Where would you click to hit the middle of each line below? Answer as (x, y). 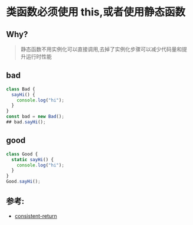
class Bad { (21, 89)
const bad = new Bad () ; (35, 117)
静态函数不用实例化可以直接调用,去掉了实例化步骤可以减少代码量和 (101, 49)
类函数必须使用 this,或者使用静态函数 (96, 12)
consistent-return (36, 216)
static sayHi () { (33, 159)
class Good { (22, 154)
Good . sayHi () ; (24, 182)
